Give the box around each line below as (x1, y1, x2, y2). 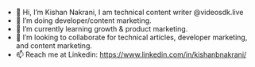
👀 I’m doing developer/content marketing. (15, 16, 153, 25)
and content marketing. (15, 41, 93, 50)
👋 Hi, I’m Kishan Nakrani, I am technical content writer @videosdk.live (15, 8, 244, 17)
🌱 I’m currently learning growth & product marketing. (15, 24, 188, 33)
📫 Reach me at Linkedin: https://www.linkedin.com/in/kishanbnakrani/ (15, 50, 247, 59)
